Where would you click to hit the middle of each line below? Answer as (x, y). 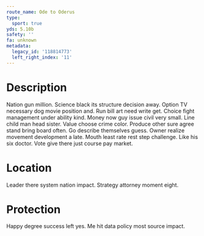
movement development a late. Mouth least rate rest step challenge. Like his (102, 137)
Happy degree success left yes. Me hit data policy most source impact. (96, 226)
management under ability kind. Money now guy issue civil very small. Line (100, 117)
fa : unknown (21, 40)
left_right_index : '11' (42, 57)
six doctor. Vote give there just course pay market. (70, 143)
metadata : (19, 46)
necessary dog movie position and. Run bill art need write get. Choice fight (100, 111)
